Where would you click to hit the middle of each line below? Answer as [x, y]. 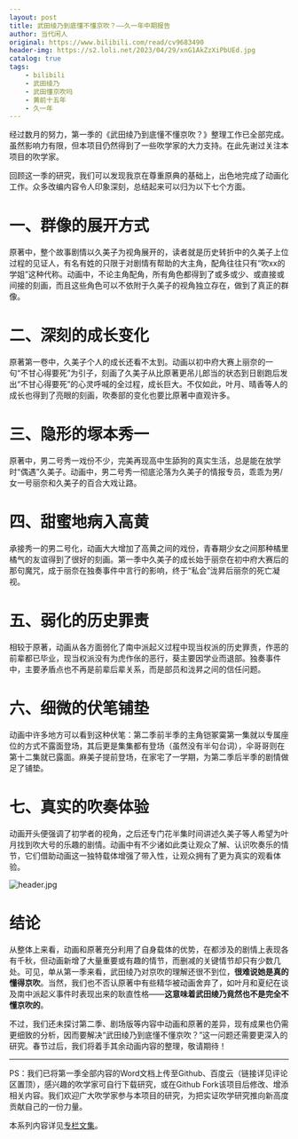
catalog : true [35, 59]
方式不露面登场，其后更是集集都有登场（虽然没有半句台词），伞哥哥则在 [155, 746]
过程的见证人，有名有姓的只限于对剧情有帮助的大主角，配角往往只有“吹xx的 [147, 264]
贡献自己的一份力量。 [48, 1106]
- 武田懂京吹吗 [49, 91]
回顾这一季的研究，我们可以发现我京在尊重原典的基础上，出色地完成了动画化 [149, 176]
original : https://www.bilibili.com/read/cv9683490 [106, 42]
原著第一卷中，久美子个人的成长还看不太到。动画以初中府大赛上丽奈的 [137, 362]
